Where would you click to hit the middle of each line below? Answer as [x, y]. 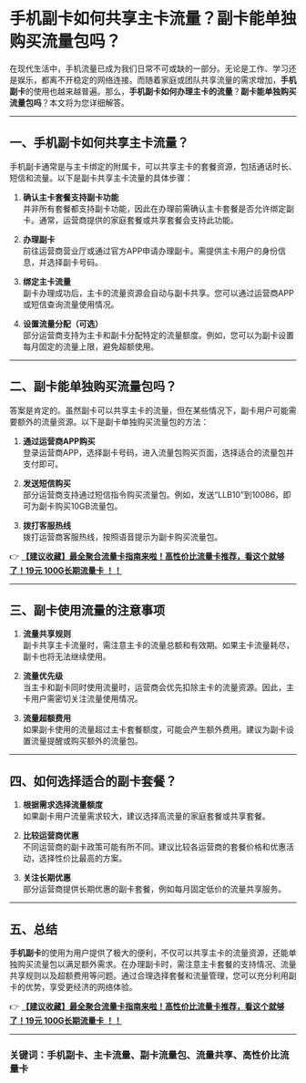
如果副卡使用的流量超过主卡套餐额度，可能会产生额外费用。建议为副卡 [154, 729]
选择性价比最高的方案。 [83, 859]
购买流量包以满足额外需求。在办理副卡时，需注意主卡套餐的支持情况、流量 [157, 964]
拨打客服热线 [46, 525]
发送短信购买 [46, 483]
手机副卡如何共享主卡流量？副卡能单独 [153, 19]
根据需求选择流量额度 [62, 805]
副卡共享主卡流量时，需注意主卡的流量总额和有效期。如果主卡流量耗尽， [158, 645]
